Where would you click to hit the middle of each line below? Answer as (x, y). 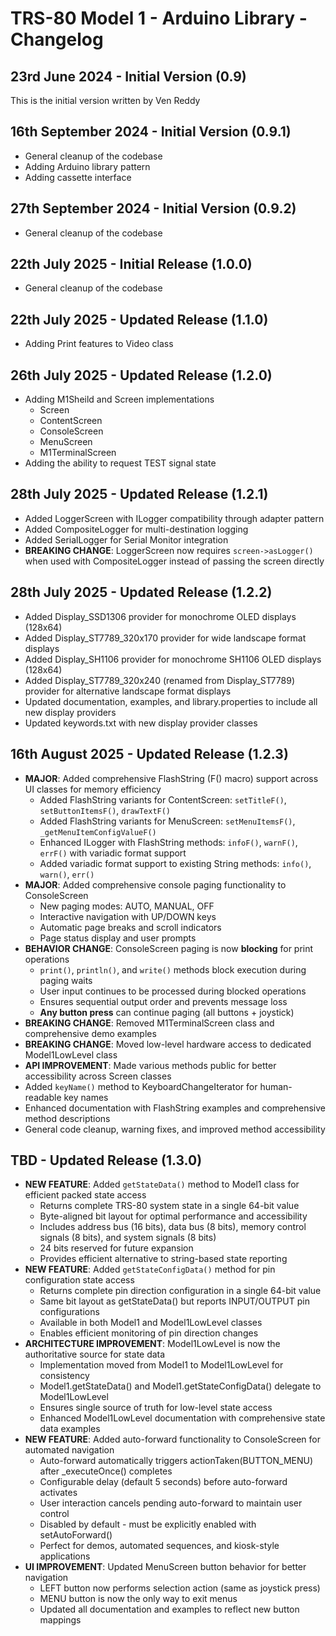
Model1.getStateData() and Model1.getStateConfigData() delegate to (180, 1386)
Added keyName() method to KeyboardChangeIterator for (141, 1086)
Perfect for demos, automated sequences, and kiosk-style (159, 1546)
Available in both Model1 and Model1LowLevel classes (151, 1323)
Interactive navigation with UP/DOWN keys (128, 916)
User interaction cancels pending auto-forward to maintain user (171, 1503)
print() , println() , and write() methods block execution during (173, 969)
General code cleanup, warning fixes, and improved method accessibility (175, 1129)
